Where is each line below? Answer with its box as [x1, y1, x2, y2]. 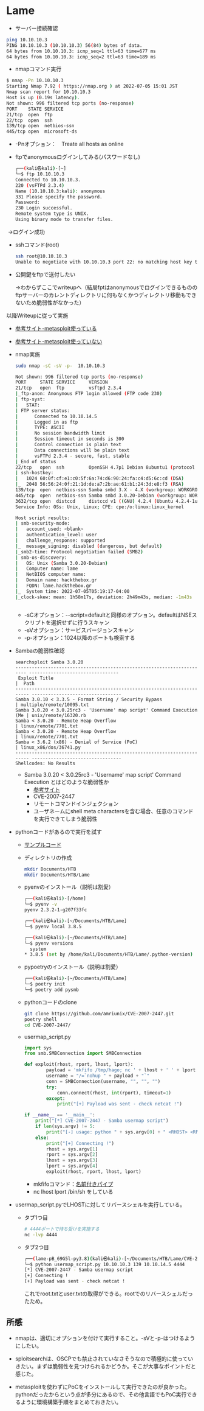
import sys [24, 1045, 52, 1051]
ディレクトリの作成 [24, 853, 72, 861]
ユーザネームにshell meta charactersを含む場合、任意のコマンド [33, 807, 194, 814]
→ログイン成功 [7, 228, 46, 235]
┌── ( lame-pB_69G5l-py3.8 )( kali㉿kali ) [24, 1255, 121, 1262]
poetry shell [24, 1016, 58, 1023]
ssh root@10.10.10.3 [15, 253, 67, 259]
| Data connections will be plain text [15, 447, 130, 453]
